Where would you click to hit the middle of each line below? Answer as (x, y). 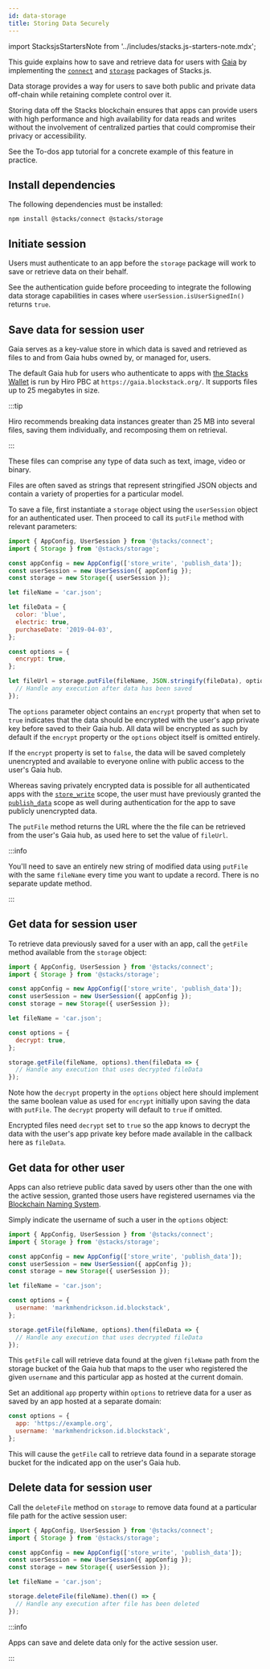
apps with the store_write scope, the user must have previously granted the (135, 794)
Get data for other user (67, 1167)
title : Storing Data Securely (59, 23)
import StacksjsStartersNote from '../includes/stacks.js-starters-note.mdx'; (132, 46)
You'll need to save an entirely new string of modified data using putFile (128, 866)
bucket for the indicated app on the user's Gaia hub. (94, 1462)
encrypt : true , (41, 659)
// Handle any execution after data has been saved (104, 689)
